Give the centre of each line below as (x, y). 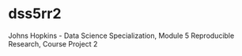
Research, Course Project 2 (53, 43)
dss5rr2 (35, 14)
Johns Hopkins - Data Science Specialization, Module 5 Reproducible (121, 35)
